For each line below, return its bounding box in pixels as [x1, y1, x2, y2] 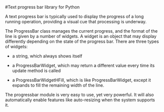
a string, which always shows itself [12, 53, 82, 59]
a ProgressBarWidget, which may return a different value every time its [12, 63, 155, 68]
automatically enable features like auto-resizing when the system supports [5, 97, 155, 103]
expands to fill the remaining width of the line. [12, 82, 104, 88]
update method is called [12, 68, 61, 74]
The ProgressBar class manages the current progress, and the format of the [5, 28, 158, 34]
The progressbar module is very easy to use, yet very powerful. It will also [5, 92, 154, 97]
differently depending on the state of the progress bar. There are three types [5, 38, 159, 44]
